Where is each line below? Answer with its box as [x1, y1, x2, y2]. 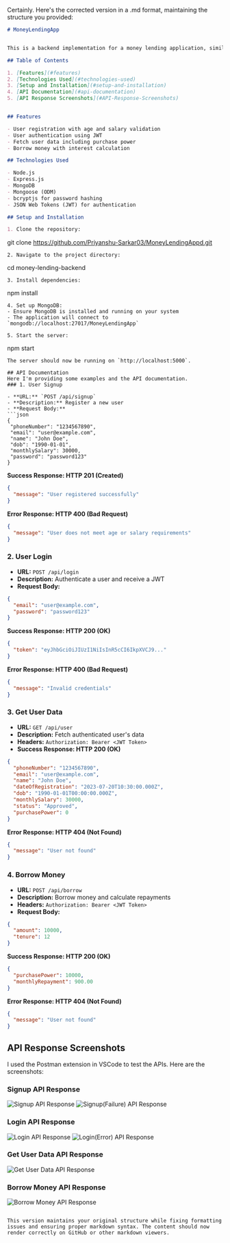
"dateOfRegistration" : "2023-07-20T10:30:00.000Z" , [13, 784, 164, 791]
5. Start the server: [7, 332, 69, 339]
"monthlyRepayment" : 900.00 [13, 978, 94, 985]
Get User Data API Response [7, 1150, 104, 1159]
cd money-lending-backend [7, 264, 86, 272]
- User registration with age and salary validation [7, 125, 161, 132]
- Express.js [7, 176, 44, 183]
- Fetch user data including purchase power [7, 138, 136, 145]
